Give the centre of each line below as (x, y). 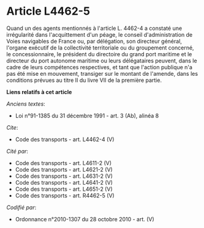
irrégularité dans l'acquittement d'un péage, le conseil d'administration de (100, 34)
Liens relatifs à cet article (39, 92)
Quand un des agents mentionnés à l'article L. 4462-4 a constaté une (94, 28)
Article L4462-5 (48, 11)
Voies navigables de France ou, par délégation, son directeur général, (94, 41)
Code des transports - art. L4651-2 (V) (64, 189)
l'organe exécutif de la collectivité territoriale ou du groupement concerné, (100, 48)
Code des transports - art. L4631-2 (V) (64, 176)
